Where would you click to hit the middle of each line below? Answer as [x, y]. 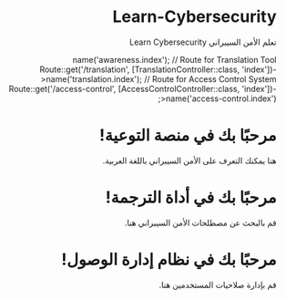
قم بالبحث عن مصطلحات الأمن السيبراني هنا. [200, 222]
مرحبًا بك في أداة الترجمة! [191, 197]
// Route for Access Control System [210, 78]
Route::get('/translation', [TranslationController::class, [139, 69]
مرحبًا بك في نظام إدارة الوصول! [169, 259]
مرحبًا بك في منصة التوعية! [188, 135]
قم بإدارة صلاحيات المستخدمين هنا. [218, 284]
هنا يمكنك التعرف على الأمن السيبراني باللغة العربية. [189, 160]
